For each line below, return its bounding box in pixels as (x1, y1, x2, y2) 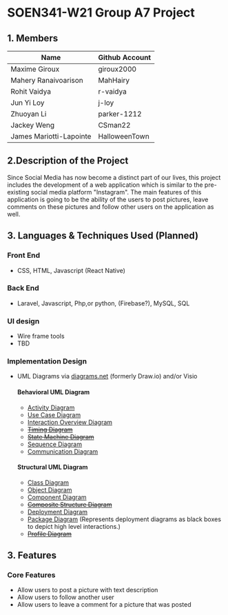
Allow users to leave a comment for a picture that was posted (17, 601, 191, 609)
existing (7, 188, 30, 196)
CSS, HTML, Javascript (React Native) (17, 266, 126, 274)
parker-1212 (98, 109, 143, 119)
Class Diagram (27, 478, 70, 487)
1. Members (7, 32, 59, 44)
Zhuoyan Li (10, 109, 47, 119)
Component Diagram (27, 493, 87, 501)
